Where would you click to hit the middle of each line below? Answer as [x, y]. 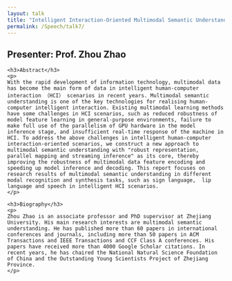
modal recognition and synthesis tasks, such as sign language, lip [109, 180]
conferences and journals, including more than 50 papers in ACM [103, 235]
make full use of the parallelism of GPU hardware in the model [101, 126]
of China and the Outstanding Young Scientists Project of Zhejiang [108, 259]
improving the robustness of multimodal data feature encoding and [106, 162]
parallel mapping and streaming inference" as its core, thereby [103, 156]
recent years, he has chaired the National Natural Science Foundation [112, 253]
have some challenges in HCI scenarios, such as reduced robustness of [112, 114]
